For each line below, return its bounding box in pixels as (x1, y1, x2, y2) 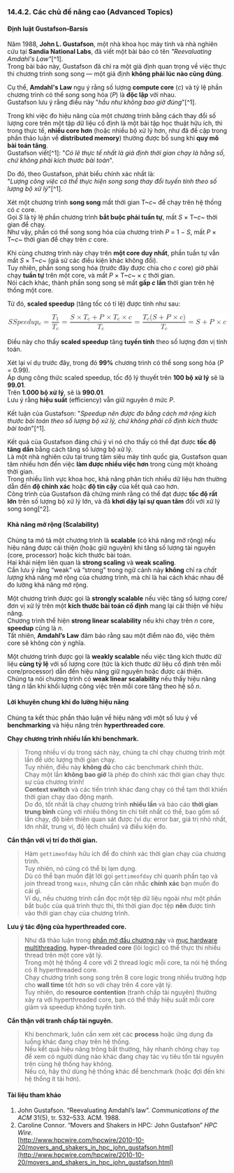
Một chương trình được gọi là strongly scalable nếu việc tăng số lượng (7, 594, 211, 602)
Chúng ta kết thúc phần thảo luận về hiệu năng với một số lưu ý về (7, 713, 198, 722)
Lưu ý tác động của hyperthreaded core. (7, 922, 127, 930)
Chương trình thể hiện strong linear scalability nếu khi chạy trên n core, (7, 616, 215, 625)
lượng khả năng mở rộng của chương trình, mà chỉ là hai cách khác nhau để (7, 573, 224, 581)
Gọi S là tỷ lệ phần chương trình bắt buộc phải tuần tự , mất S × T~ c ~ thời (7, 213, 218, 222)
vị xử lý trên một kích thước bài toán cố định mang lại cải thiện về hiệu (20, 602, 224, 610)
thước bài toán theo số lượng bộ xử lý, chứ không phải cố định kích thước (7, 416, 219, 425)
